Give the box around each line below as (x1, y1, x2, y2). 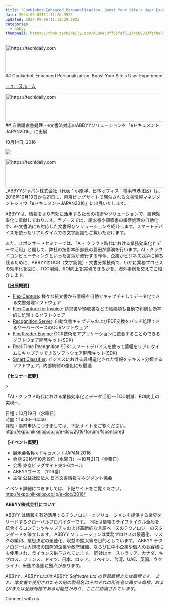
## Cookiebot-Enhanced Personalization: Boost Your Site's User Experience (5, 73, 163, 78)
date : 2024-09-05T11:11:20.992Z (5, 12, 73, 17)
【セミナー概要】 (5, 373, 41, 379)
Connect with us (5, 596, 39, 601)
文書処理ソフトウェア (17, 300, 61, 305)
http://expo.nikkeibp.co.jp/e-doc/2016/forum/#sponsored (5, 428, 124, 435)
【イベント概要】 (5, 439, 41, 445)
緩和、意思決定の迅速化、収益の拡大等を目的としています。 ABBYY (14, 538, 153, 543)
